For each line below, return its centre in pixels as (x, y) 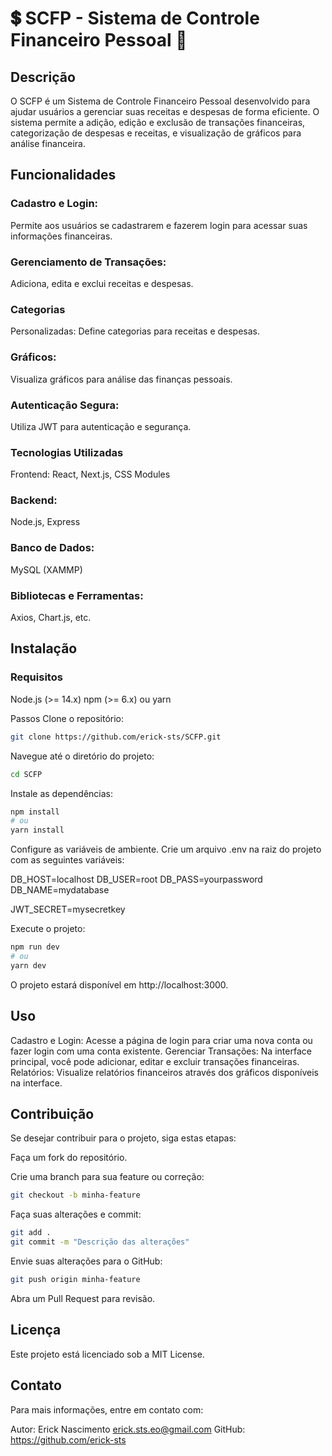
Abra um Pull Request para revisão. (83, 1298)
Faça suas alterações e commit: (76, 1214)
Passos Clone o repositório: (67, 718)
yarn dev (28, 965)
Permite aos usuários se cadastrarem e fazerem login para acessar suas (159, 225)
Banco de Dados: (52, 548)
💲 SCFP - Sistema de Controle (135, 18)
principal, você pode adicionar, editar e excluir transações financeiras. (155, 1061)
